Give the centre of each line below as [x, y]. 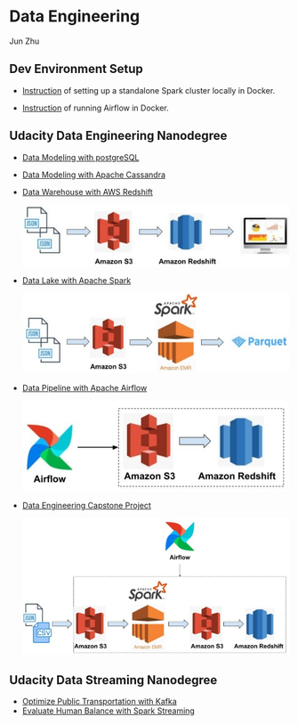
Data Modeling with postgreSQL [81, 157]
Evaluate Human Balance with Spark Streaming [109, 711]
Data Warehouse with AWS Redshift [87, 191]
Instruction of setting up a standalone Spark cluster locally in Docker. [149, 90]
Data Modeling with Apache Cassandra [94, 175]
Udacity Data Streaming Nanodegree [113, 680]
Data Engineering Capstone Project [86, 506]
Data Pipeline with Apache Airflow [85, 388]
